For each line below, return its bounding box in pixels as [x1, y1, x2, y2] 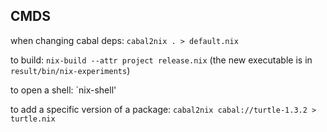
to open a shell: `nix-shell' [10, 84, 117, 96]
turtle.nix [10, 114, 56, 124]
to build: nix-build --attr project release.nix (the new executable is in [10, 54, 313, 66]
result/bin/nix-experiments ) [10, 64, 131, 76]
